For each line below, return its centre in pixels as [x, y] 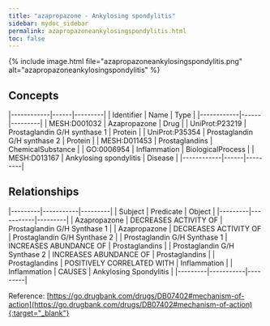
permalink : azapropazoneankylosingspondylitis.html [97, 31]
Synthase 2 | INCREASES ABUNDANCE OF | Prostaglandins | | [112, 254]
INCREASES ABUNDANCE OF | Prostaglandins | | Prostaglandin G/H [122, 246]
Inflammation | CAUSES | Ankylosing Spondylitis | [91, 271]
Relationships [44, 192]
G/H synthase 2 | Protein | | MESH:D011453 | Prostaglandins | [111, 141]
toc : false [27, 38]
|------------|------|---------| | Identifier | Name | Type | [102, 115]
